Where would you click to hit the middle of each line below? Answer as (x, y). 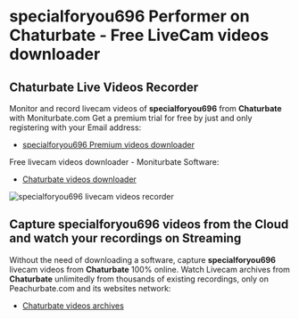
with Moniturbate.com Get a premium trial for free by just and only (131, 118)
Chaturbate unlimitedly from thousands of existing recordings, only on (139, 279)
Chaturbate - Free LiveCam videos (139, 35)
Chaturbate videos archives (73, 306)
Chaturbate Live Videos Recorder (104, 87)
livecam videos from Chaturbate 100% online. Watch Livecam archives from (149, 269)
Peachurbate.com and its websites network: (90, 288)
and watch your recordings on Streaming (125, 238)
